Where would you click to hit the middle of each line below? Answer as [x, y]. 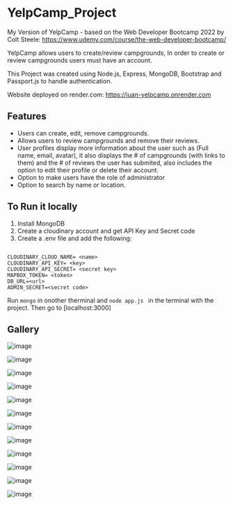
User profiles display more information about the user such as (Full [113, 148]
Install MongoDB [41, 223]
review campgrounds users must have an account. [80, 60]
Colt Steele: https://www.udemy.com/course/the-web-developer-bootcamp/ [116, 39]
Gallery [23, 329]
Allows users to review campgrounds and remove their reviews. [108, 140]
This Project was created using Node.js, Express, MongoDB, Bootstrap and [114, 74]
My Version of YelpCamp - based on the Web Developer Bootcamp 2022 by [116, 32]
